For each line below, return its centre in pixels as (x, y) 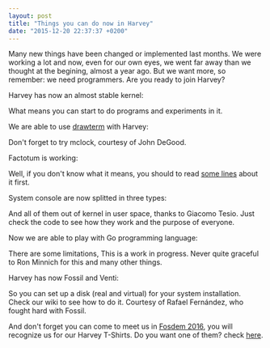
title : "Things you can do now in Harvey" (81, 23)
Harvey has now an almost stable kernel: (76, 95)
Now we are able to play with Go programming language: (103, 238)
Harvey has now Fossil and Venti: (63, 278)
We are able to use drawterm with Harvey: (78, 127)
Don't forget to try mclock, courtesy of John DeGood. (97, 142)
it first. (19, 182)
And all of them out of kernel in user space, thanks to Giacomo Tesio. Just (131, 214)
